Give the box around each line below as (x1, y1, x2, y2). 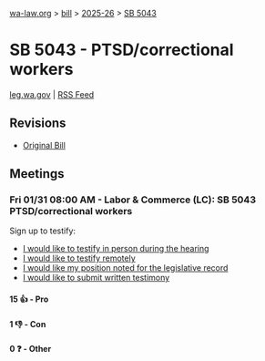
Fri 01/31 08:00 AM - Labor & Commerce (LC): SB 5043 (9, 193, 257, 206)
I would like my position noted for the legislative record (22, 263, 229, 273)
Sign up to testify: (9, 225, 76, 236)
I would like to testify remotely (22, 253, 137, 263)
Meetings (9, 166, 66, 181)
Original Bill (22, 139, 66, 150)
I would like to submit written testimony (22, 273, 170, 284)
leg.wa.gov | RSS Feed (9, 88, 95, 99)
